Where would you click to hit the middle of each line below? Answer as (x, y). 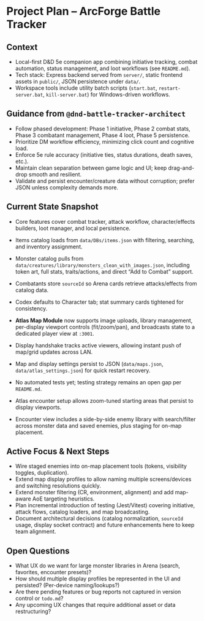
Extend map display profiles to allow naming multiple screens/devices (103, 479)
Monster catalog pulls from (49, 258)
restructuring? (33, 611)
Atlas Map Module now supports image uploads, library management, (104, 320)
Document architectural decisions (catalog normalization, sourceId (99, 518)
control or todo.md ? (39, 598)
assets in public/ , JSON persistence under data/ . (78, 81)
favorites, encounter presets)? (53, 572)
